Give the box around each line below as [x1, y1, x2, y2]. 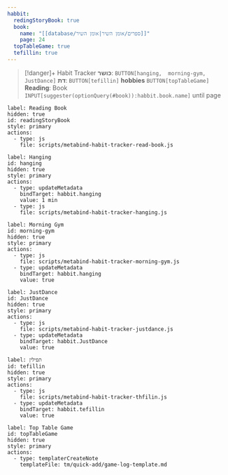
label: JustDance [7, 288, 58, 295]
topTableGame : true [13, 43, 71, 50]
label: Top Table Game [7, 424, 73, 431]
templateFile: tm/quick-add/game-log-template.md [20, 461, 168, 468]
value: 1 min [20, 196, 58, 203]
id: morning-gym [7, 227, 55, 234]
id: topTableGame [7, 430, 58, 437]
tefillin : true [13, 50, 58, 57]
